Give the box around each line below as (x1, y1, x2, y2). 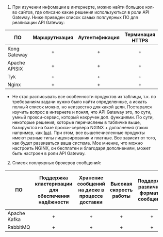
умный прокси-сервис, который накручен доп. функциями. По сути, (12, 114, 154, 120)
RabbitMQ (7, 224, 31, 230)
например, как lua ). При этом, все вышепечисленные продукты (12, 130, 145, 135)
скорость (110, 186, 133, 193)
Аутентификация (78, 34, 120, 41)
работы (112, 193, 131, 199)
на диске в (78, 186, 104, 193)
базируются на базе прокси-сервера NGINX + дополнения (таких (12, 125, 148, 130)
